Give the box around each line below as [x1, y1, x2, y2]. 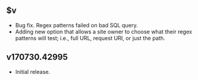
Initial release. [15, 68, 51, 75]
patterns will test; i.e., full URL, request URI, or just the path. [15, 34, 166, 42]
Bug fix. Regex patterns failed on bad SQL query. [15, 21, 138, 28]
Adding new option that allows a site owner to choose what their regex [15, 28, 193, 35]
